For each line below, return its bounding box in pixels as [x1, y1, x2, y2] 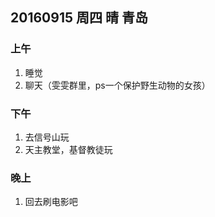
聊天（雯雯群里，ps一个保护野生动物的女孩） [24, 79, 211, 91]
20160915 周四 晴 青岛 [10, 9, 148, 27]
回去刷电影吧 [24, 196, 78, 208]
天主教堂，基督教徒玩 [24, 143, 113, 155]
